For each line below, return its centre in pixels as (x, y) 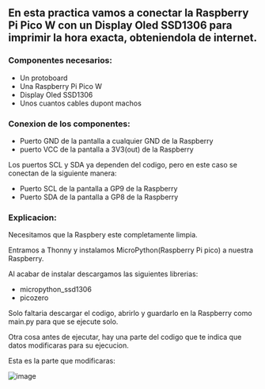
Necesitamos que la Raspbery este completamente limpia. (103, 235)
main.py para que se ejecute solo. (63, 322)
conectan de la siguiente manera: (62, 173)
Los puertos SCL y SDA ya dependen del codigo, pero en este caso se (123, 164)
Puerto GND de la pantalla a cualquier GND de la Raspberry (116, 141)
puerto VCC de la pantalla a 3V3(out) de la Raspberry (106, 149)
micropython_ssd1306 (56, 290)
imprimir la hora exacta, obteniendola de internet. (133, 38)
